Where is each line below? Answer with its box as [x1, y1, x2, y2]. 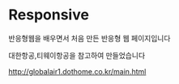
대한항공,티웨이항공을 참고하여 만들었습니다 [8, 50, 146, 60]
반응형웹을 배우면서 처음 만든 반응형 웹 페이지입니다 [8, 33, 171, 43]
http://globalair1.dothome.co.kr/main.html [8, 66, 147, 76]
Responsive [8, 6, 89, 24]
